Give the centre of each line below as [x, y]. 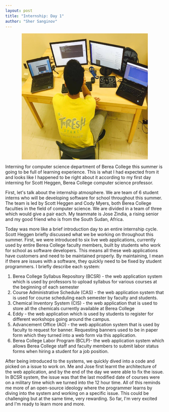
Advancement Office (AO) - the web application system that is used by [86, 325]
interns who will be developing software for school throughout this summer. [84, 198]
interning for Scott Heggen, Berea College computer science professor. [79, 183]
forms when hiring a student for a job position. [61, 351]
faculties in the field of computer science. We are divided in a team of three [84, 209]
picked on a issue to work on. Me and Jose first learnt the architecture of [81, 367]
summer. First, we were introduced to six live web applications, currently [81, 240]
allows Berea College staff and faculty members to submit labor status [86, 346]
